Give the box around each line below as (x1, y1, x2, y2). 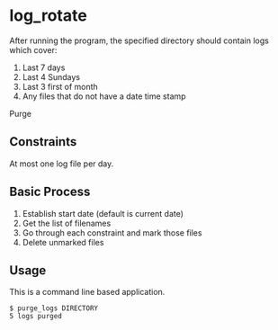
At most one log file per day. (9, 158, 114, 169)
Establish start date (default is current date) (22, 208, 184, 219)
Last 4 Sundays (22, 71, 81, 82)
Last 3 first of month (22, 81, 99, 92)
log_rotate (9, 5, 87, 26)
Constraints (9, 134, 77, 149)
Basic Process (9, 184, 91, 200)
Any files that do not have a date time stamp (22, 91, 186, 102)
